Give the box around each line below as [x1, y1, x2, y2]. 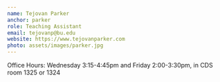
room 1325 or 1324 [7, 68, 61, 76]
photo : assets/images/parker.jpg [7, 42, 104, 49]
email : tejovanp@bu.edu [7, 29, 76, 37]
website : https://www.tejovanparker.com [7, 36, 126, 43]
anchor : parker [7, 17, 51, 23]
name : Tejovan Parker [7, 10, 70, 17]
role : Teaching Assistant [7, 23, 82, 30]
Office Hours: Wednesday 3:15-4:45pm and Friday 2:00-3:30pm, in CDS [7, 61, 213, 69]
